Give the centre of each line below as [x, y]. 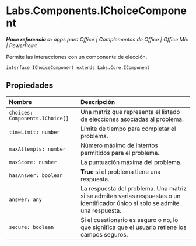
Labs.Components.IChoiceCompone [96, 11]
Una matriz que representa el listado [130, 112]
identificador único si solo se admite [130, 203]
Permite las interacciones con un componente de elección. [77, 57]
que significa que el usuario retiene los [134, 227]
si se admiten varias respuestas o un [131, 196]
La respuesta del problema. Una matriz [134, 188]
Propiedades [30, 86]
